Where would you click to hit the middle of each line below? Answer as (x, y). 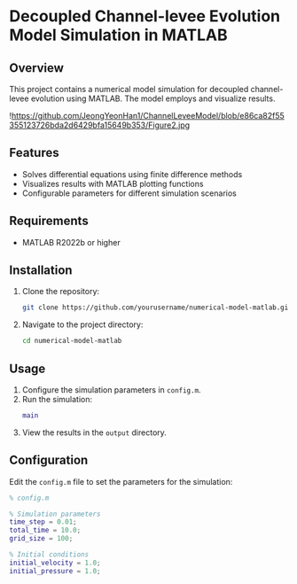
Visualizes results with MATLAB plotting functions (113, 183)
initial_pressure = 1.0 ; (55, 571)
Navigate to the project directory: (82, 324)
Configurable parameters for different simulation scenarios (129, 193)
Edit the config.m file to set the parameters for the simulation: (121, 481)
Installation (41, 271)
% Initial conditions (49, 555)
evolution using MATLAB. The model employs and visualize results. (153, 98)
